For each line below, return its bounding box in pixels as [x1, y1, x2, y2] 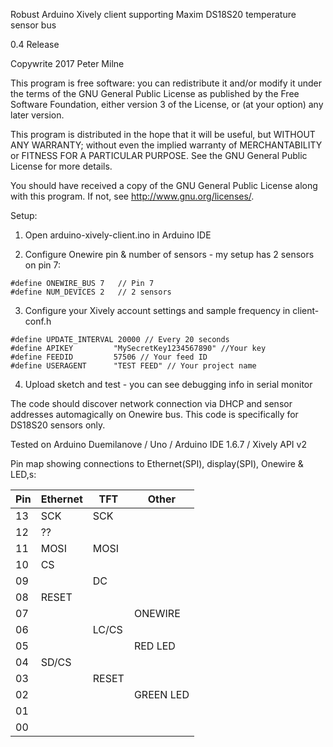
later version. [10, 109, 65, 121]
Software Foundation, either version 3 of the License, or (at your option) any [10, 99, 324, 110]
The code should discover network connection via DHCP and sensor [10, 398, 293, 409]
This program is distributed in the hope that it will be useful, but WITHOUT [10, 129, 316, 140]
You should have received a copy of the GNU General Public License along [10, 180, 318, 191]
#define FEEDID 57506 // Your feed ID [10, 352, 208, 362]
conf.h [24, 315, 52, 327]
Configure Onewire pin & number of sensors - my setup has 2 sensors [24, 249, 315, 260]
